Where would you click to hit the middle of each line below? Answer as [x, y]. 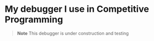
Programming [34, 20]
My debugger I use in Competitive [77, 9]
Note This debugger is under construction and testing [73, 33]
